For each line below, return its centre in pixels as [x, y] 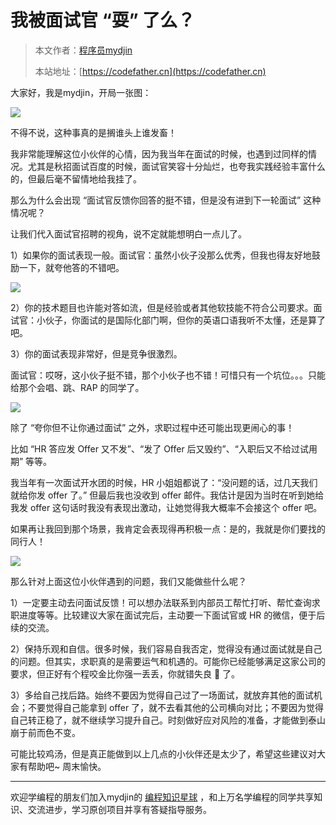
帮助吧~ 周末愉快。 [67, 766]
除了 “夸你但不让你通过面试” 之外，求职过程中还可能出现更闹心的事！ [152, 427]
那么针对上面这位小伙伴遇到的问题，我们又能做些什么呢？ [128, 581]
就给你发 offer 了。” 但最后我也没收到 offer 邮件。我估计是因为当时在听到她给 [167, 495]
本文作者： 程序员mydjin [83, 50]
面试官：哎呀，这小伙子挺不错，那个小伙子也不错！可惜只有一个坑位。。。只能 [168, 375]
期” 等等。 [31, 461]
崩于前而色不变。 [45, 732]
